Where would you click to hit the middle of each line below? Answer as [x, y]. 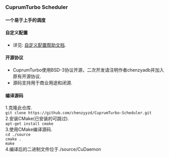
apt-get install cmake [29, 124]
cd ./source [18, 135]
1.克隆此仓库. [19, 108]
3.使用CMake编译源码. [29, 129]
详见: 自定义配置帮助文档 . [39, 45]
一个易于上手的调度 [26, 20]
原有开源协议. [27, 76]
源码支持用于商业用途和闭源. [42, 82]
